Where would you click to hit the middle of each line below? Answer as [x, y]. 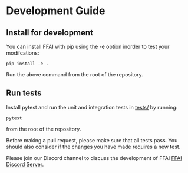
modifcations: [23, 53]
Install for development [50, 33]
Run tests [24, 93]
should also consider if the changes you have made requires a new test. [93, 147]
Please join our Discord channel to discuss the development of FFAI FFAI [94, 158]
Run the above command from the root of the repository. [75, 74]
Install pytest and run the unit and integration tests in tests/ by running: [92, 107]
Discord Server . [25, 164]
